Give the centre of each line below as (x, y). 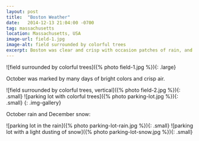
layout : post (22, 12)
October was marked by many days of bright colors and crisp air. (86, 78)
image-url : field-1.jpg (36, 39)
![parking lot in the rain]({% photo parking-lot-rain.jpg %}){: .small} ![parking (99, 126)
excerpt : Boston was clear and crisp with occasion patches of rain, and (99, 50)
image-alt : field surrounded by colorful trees (66, 45)
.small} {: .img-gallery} (34, 102)
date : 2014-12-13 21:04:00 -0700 (50, 23)
